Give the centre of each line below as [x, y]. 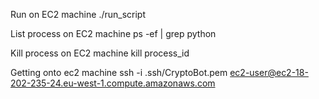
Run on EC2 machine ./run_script [78, 14]
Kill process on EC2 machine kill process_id [100, 53]
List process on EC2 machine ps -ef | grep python [113, 33]
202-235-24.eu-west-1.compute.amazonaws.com [113, 83]
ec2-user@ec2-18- [269, 72]
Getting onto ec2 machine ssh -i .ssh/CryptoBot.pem [119, 72]
